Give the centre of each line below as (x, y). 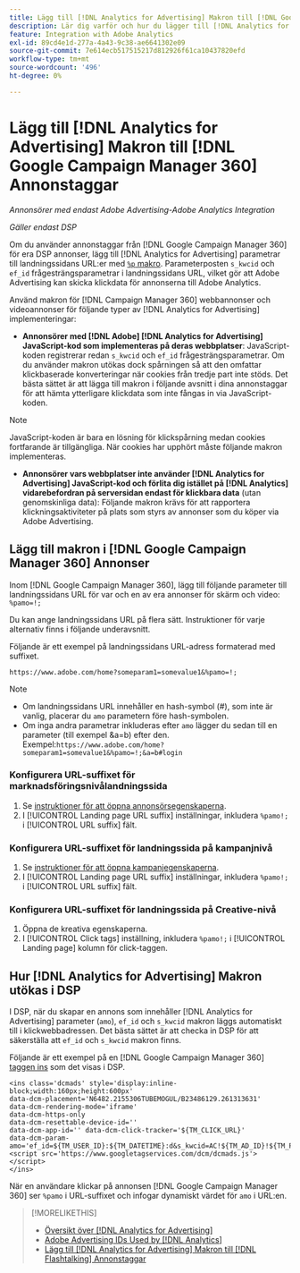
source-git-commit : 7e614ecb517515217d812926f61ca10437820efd (127, 51)
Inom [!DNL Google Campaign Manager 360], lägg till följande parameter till (148, 585)
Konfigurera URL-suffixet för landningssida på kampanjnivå (141, 848)
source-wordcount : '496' (55, 68)
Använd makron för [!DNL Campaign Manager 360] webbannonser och (140, 300)
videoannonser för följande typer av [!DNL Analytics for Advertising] (135, 309)
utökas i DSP (45, 990)
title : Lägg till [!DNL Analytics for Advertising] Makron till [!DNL (143, 17)
